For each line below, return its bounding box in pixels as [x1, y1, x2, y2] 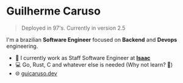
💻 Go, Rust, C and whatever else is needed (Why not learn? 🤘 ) [15, 61, 173, 68]
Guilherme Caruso [6, 4, 101, 18]
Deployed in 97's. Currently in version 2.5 [21, 24, 126, 32]
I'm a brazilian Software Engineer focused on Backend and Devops [6, 36, 178, 43]
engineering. [6, 42, 38, 50]
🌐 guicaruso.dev [15, 70, 57, 77]
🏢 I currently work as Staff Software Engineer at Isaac [15, 54, 151, 61]
